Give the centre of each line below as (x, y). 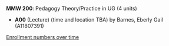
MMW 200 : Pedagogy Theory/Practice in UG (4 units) (72, 8)
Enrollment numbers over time (43, 37)
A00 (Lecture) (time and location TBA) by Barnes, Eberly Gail (89, 20)
